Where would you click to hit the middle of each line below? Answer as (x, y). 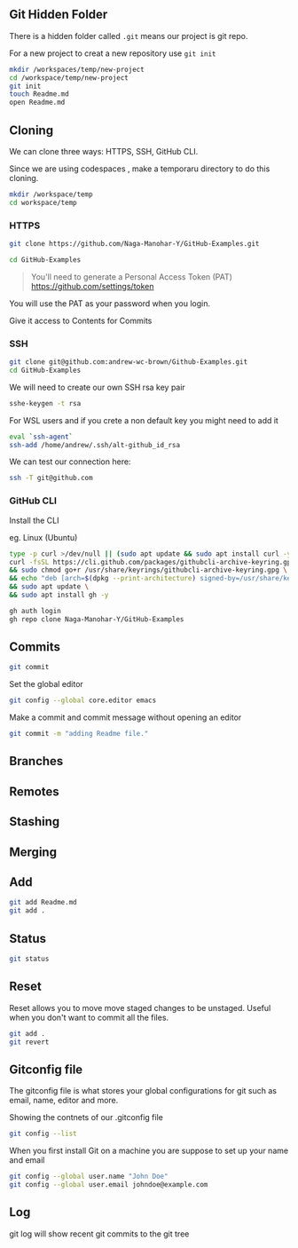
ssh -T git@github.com (51, 478)
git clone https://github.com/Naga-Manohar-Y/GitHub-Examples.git (134, 244)
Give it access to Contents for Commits (81, 320)
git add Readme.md (43, 903)
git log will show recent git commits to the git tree (99, 1234)
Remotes (34, 791)
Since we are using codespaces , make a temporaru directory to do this (140, 169)
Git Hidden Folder (59, 15)
